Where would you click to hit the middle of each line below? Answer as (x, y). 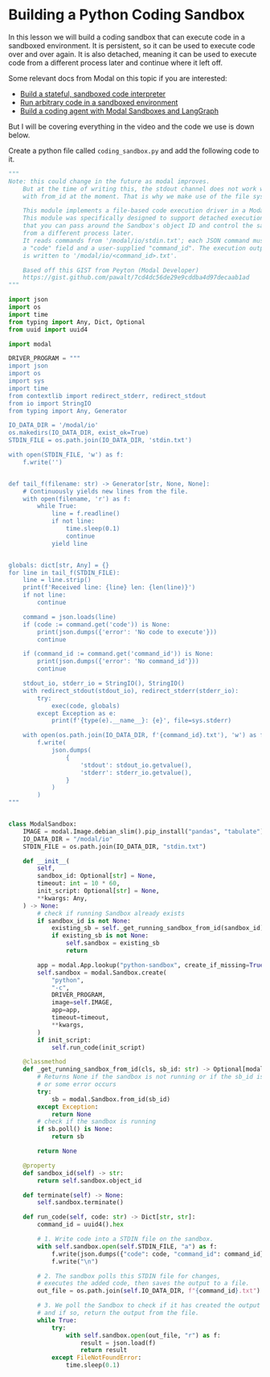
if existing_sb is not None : (100, 936)
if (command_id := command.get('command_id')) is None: (119, 654)
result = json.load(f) (118, 1343)
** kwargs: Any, (63, 898)
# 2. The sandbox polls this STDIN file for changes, (129, 1276)
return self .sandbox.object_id (90, 1180)
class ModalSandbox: (43, 824)
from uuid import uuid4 (48, 330)
